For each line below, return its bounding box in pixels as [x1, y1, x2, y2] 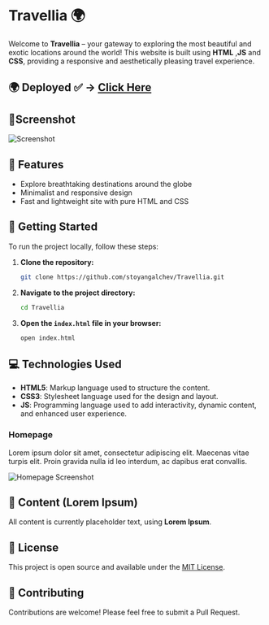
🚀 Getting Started [8, 220, 98, 234]
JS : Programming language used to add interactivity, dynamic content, [20, 400, 258, 410]
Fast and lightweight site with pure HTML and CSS [20, 196, 189, 206]
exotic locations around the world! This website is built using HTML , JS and [8, 47, 262, 57]
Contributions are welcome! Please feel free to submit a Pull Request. [8, 607, 241, 617]
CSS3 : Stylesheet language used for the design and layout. [20, 392, 219, 401]
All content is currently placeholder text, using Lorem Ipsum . [8, 517, 212, 527]
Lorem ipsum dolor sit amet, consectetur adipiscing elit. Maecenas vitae [8, 448, 249, 458]
